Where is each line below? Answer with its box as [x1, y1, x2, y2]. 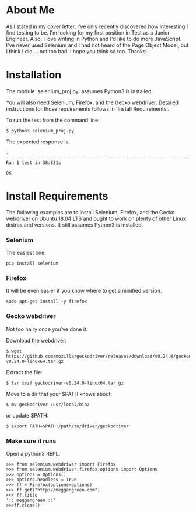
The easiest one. [6, 249, 47, 256]
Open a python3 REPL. [6, 450, 61, 457]
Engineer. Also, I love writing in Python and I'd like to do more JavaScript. [6, 35, 182, 42]
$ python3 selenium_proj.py [6, 128, 75, 134]
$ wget [6, 348, 22, 354]
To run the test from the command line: [6, 117, 100, 124]
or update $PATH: [6, 412, 49, 419]
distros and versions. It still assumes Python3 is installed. [6, 221, 143, 228]
